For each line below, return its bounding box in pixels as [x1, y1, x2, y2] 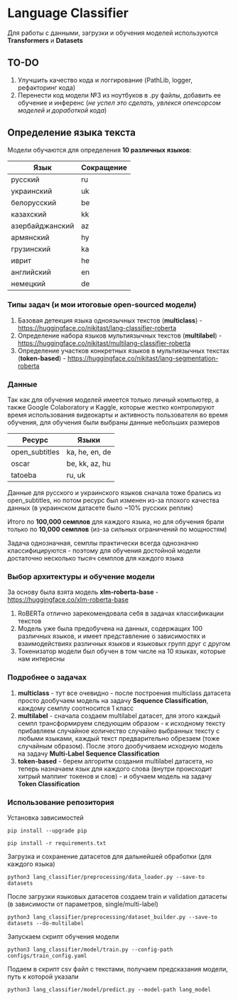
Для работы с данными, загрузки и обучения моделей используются [7, 28, 218, 37]
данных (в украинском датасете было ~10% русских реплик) [7, 504, 193, 512]
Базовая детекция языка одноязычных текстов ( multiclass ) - [17, 316, 202, 325]
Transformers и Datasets [7, 36, 83, 44]
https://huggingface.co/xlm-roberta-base [7, 595, 129, 604]
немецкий [11, 278, 46, 288]
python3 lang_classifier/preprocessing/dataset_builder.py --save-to [7, 914, 218, 921]
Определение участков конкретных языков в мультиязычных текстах [17, 346, 229, 355]
